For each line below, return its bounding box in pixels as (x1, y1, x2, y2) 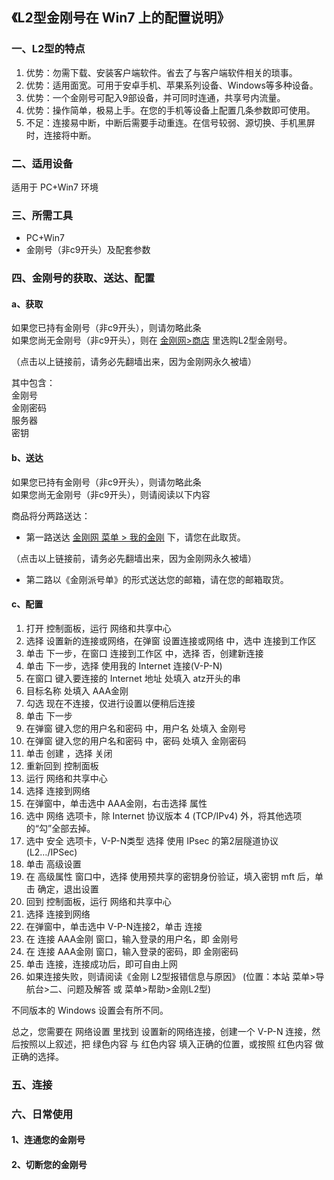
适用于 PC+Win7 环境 (11, 181, 99, 193)
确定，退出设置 (37, 883, 99, 895)
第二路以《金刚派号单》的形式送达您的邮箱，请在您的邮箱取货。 (25, 573, 289, 585)
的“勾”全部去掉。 (25, 822, 96, 834)
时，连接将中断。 (25, 129, 97, 141)
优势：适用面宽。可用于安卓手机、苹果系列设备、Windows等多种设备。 (25, 79, 319, 91)
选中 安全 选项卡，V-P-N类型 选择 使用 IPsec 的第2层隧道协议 (25, 834, 279, 847)
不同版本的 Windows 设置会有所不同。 (11, 1004, 169, 1016)
